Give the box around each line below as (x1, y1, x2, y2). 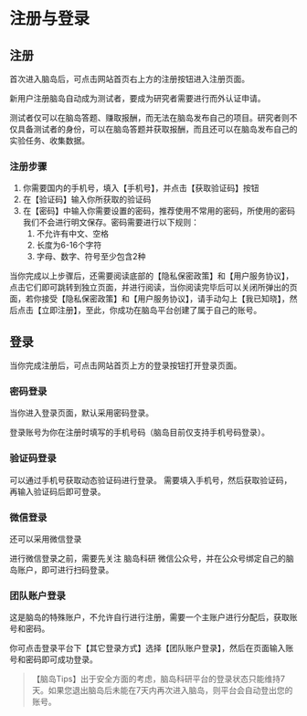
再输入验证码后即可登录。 (9, 486, 106, 497)
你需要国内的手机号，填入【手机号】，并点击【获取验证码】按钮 (22, 183, 259, 194)
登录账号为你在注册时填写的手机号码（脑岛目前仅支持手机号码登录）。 (9, 426, 270, 438)
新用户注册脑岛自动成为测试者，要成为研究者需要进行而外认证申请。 (9, 93, 266, 103)
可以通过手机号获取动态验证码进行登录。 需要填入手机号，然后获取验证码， (9, 474, 292, 485)
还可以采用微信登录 (9, 533, 82, 544)
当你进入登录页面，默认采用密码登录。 (9, 407, 153, 418)
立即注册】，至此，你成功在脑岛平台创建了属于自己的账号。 (40, 305, 262, 316)
